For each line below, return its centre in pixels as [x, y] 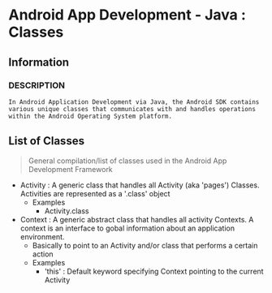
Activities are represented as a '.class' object [95, 193]
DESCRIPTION [37, 85]
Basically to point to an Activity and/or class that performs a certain [145, 245]
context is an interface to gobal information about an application [127, 228]
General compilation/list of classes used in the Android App [127, 161]
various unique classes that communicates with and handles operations [132, 109]
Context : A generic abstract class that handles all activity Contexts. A [137, 219]
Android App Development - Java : [127, 15]
